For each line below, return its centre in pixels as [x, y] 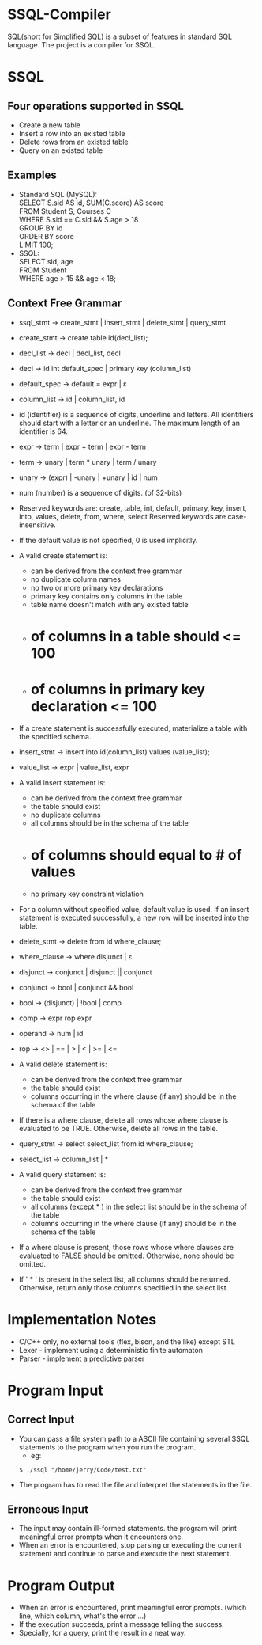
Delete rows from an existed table [74, 142]
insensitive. [37, 525]
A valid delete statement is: [63, 1064]
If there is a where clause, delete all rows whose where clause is [124, 1120]
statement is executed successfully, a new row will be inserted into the [134, 917]
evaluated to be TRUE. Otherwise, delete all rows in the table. [118, 1128]
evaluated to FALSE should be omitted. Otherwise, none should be [126, 1256]
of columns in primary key [118, 689]
